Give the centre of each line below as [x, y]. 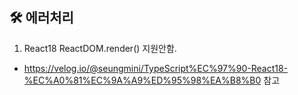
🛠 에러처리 [41, 18]
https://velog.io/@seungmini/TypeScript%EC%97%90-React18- [156, 68]
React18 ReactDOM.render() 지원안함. [100, 48]
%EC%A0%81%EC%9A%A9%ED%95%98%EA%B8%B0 [142, 80]
